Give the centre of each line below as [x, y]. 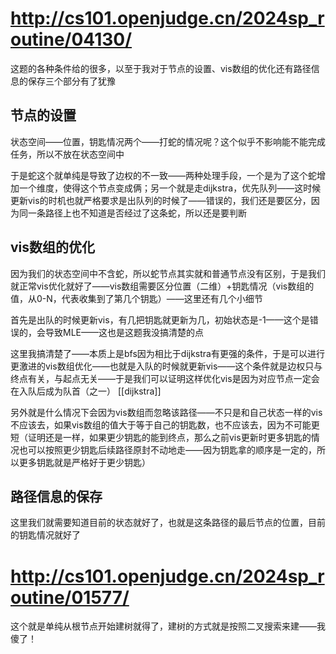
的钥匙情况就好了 [45, 535]
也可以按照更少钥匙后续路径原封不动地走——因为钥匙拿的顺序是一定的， [167, 449]
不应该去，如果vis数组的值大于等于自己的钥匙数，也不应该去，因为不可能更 [165, 424]
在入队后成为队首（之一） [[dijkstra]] [86, 391]
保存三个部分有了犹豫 [71, 81]
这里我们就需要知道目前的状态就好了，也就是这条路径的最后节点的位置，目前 [168, 523]
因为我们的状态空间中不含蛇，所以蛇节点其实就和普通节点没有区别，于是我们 [168, 273]
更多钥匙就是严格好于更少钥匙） [84, 462]
